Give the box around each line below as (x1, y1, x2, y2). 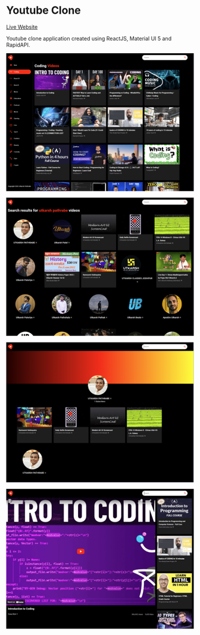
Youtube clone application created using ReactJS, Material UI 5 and (6, 35, 171, 42)
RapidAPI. (6, 41, 30, 48)
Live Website (6, 23, 38, 30)
